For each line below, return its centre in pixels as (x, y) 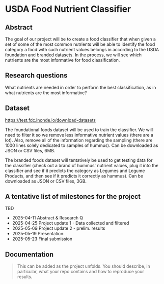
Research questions (36, 76)
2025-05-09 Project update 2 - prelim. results (59, 228)
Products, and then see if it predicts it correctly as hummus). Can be (74, 176)
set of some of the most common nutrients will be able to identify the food (80, 44)
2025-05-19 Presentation (38, 234)
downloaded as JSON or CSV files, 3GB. (46, 181)
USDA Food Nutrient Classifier (68, 9)
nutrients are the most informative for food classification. (63, 60)
